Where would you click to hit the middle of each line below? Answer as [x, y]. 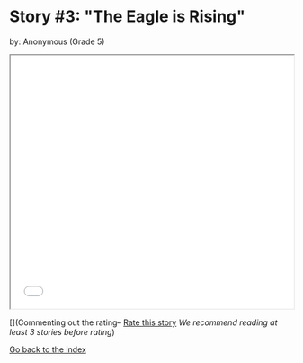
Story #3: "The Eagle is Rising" [127, 17]
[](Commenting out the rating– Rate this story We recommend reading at [143, 322]
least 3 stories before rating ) [62, 331]
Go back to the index [48, 349]
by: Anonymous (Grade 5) [57, 41]
